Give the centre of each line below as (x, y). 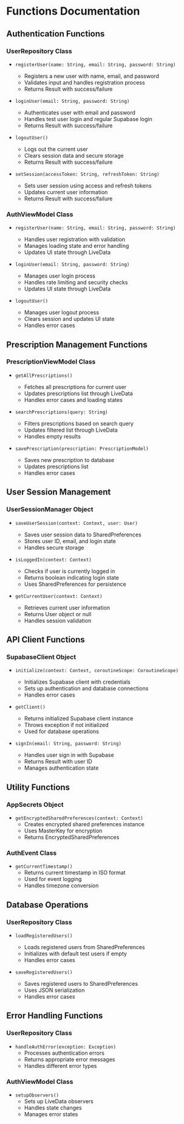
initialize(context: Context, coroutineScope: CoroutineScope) (97, 671)
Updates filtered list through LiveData (71, 430)
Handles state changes (53, 1108)
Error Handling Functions (55, 1016)
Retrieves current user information (67, 608)
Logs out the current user (56, 149)
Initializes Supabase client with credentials (77, 682)
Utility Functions (38, 787)
